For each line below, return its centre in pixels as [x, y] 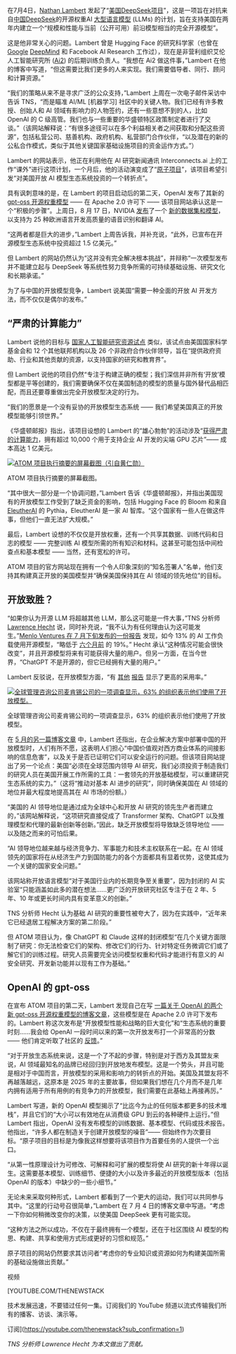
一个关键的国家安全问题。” [44, 866]
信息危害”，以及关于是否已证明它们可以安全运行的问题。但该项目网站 [119, 757]
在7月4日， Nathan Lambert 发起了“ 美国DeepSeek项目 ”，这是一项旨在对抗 [114, 10]
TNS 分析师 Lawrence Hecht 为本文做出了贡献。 [77, 1344]
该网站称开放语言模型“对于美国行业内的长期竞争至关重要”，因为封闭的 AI [112, 880]
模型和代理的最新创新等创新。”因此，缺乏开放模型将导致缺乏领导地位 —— [119, 824]
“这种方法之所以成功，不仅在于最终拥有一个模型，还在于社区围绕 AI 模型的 [115, 1230]
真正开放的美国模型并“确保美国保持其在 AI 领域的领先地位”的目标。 [128, 575]
